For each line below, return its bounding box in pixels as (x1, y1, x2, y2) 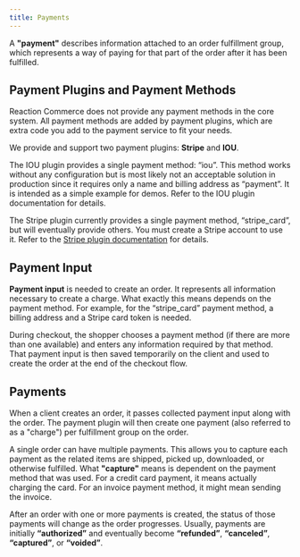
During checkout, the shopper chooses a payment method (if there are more (9, 330, 290, 341)
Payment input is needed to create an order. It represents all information (9, 283, 276, 295)
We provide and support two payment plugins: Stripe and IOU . (9, 142, 239, 153)
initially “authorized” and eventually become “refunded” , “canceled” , (9, 528, 271, 539)
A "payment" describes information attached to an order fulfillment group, (9, 38, 284, 48)
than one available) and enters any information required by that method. (9, 339, 274, 350)
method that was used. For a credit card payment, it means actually (9, 473, 257, 484)
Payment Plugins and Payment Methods (9, 82, 237, 98)
